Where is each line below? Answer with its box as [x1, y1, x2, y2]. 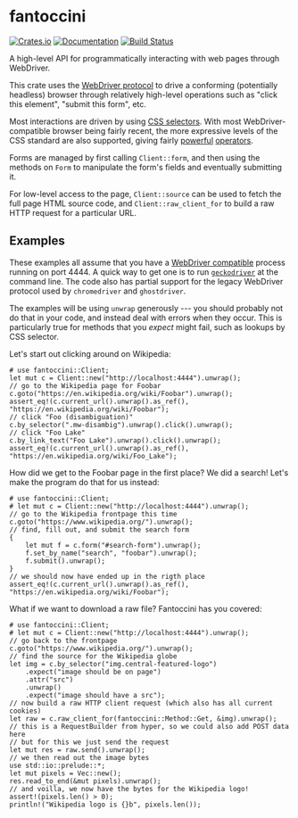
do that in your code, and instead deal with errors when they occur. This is [9, 312, 283, 323]
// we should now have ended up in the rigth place [9, 572, 205, 581]
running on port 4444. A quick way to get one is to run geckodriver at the [9, 266, 279, 277]
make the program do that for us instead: [9, 476, 160, 487]
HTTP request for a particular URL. [9, 207, 137, 218]
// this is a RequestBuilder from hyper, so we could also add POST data [9, 722, 290, 731]
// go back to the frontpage [9, 636, 118, 645]
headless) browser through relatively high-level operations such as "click [9, 89, 278, 100]
